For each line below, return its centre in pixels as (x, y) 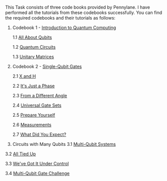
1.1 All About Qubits (32, 37)
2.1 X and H (24, 76)
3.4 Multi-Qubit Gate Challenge (37, 173)
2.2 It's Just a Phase (34, 86)
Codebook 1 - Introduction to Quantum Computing (64, 28)
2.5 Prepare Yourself (34, 115)
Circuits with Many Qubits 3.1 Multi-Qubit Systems (64, 144)
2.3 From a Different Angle (40, 96)
